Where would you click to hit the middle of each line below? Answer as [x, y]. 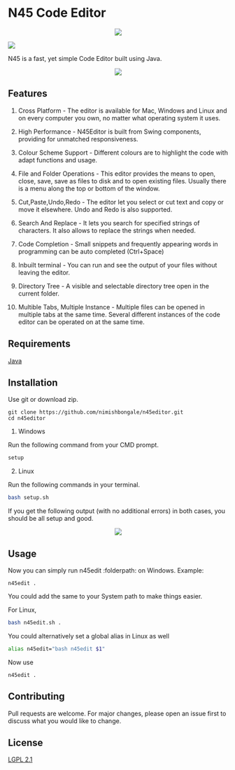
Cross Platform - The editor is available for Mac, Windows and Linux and [122, 111]
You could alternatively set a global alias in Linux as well [89, 636]
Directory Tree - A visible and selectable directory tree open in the [113, 286]
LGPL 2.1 [20, 759]
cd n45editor [27, 419]
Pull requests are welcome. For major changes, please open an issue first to [117, 713]
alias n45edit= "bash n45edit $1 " [57, 649]
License [26, 742]
